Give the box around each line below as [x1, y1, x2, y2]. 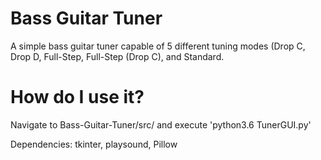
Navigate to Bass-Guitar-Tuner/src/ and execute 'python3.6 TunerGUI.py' [10, 118, 312, 131]
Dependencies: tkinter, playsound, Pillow [10, 138, 178, 150]
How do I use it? [10, 86, 145, 109]
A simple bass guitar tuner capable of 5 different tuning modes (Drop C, [10, 40, 306, 52]
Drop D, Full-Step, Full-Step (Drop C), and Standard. [10, 50, 225, 62]
